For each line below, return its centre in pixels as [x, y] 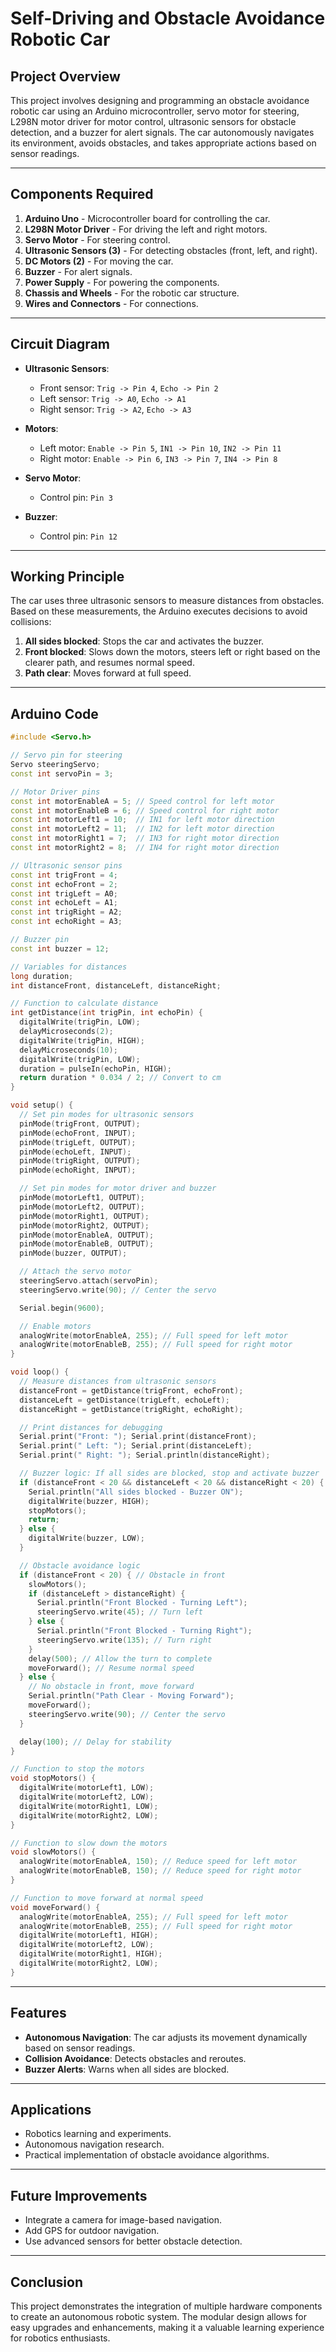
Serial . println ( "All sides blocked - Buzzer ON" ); [136, 1492]
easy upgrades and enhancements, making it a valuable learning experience [167, 2327]
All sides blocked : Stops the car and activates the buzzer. [144, 641]
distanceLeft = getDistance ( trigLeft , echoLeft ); [124, 1400]
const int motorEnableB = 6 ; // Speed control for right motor [145, 810]
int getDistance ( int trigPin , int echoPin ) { [106, 1013]
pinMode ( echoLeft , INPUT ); [75, 1152]
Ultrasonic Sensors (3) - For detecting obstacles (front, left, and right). [171, 250]
